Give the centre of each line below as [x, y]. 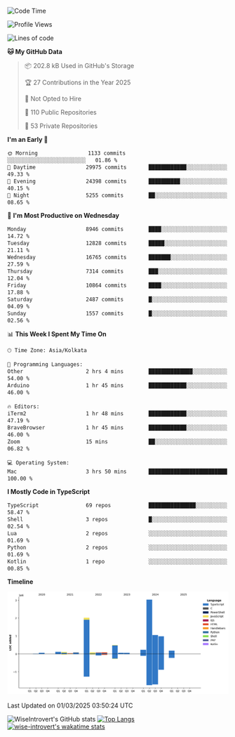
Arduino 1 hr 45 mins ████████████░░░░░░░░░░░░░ [117, 386]
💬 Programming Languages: [45, 365]
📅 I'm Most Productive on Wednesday [63, 215]
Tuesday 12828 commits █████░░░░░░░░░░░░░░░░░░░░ [117, 243]
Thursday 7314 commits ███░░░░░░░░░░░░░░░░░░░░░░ [117, 271]
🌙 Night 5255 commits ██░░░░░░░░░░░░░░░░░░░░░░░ [117, 195]
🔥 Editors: [23, 407]
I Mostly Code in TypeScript [48, 491]
